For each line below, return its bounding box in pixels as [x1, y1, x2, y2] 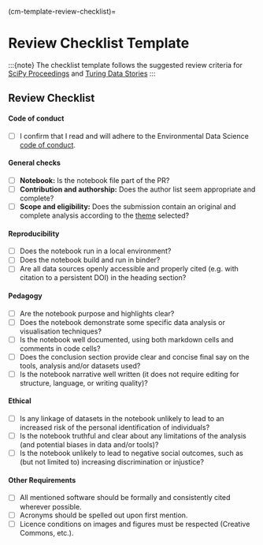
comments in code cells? [19, 343, 101, 353]
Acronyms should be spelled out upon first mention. [19, 510, 188, 520]
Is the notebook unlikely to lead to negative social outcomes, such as [19, 449, 244, 458]
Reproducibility [8, 229, 60, 238]
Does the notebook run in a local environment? [19, 246, 172, 256]
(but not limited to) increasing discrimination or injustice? [19, 457, 205, 467]
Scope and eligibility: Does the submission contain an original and [19, 201, 236, 211]
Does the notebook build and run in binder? [19, 256, 161, 265]
